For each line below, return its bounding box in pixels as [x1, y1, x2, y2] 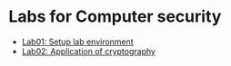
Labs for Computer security [8, 6, 222, 27]
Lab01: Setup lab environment [21, 36, 134, 47]
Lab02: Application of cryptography [21, 45, 156, 56]
